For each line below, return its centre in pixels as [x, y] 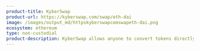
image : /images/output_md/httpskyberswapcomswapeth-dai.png [82, 22]
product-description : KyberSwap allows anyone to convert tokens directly [101, 39]
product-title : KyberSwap [38, 11]
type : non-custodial [32, 33]
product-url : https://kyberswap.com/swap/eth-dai [69, 17]
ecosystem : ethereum [32, 28]
